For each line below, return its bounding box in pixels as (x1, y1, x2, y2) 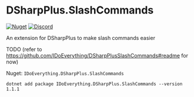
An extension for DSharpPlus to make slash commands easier (6, 34, 156, 41)
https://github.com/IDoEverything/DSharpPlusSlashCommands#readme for (6, 52, 188, 59)
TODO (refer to (6, 45, 42, 53)
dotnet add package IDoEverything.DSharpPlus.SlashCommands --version (6, 81, 183, 87)
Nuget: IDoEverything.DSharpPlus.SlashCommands (6, 69, 125, 76)
